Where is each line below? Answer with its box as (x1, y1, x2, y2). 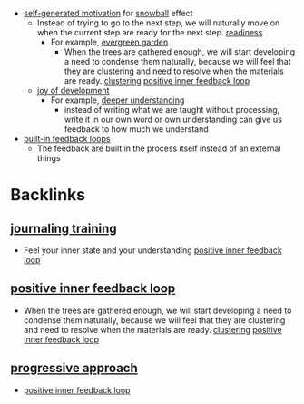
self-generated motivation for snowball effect (23, 8, 193, 18)
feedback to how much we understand (64, 124, 209, 135)
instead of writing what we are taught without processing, (64, 105, 280, 115)
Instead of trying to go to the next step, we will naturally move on (36, 17, 280, 28)
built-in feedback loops (23, 134, 111, 144)
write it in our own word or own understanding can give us (64, 114, 282, 125)
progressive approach (10, 360, 139, 376)
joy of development (36, 86, 110, 96)
